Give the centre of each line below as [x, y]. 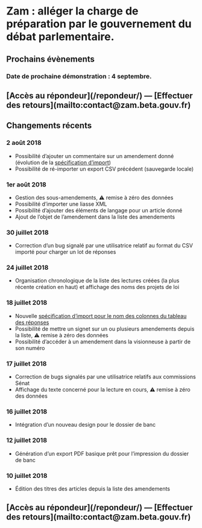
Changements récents [49, 126]
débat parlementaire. [60, 37]
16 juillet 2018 [27, 412]
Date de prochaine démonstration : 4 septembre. [79, 76]
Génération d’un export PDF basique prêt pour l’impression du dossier [102, 453]
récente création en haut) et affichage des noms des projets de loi [97, 287]
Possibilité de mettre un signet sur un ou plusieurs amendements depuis [105, 329]
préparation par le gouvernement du [99, 24]
